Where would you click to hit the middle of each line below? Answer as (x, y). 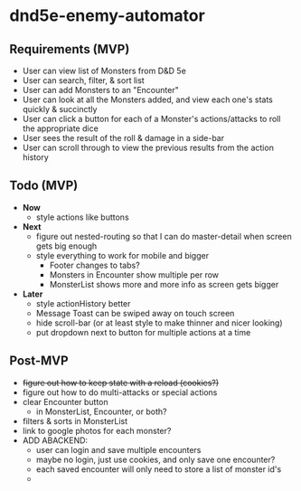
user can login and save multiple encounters (118, 449)
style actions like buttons (82, 217)
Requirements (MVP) (70, 49)
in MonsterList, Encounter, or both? (101, 411)
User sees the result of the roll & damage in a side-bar (123, 138)
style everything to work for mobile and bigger (122, 255)
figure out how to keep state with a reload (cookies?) (121, 382)
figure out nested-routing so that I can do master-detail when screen (164, 236)
